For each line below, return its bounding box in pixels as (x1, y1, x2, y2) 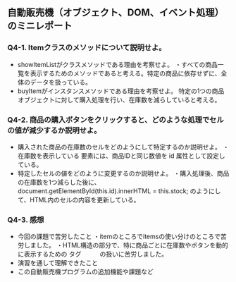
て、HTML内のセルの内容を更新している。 (17, 195, 140, 204)
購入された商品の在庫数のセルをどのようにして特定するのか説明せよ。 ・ (17, 142, 230, 151)
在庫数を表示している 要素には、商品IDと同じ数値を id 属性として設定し (17, 151, 225, 160)
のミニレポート (7, 20, 73, 32)
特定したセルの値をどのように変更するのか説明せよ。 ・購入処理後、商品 (17, 168, 230, 178)
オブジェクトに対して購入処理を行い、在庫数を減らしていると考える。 (17, 95, 221, 104)
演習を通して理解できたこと (17, 259, 99, 267)
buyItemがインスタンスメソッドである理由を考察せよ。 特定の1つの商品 (17, 87, 225, 95)
